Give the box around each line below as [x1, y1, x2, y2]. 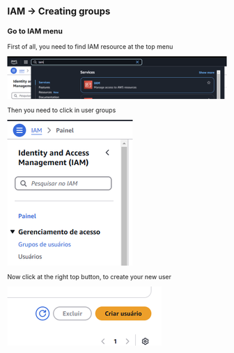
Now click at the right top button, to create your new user [7, 272, 172, 281]
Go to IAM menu [7, 26, 63, 36]
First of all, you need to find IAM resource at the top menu [7, 42, 173, 51]
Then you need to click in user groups [7, 106, 116, 114]
